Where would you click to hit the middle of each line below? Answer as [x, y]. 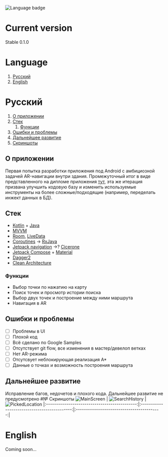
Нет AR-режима [30, 354]
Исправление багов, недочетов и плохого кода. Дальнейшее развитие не [84, 394]
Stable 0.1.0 [17, 42]
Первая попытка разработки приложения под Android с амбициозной [80, 171]
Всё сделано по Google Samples [47, 342]
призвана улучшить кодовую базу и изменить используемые [71, 187]
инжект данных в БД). [29, 198]
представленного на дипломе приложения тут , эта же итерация [74, 181]
